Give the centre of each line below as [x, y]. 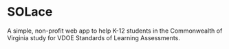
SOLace [30, 12]
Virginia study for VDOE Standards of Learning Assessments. [94, 37]
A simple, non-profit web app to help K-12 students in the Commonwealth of [115, 31]
